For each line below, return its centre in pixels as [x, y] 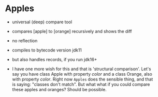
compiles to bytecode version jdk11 [47, 50]
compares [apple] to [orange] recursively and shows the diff [72, 31]
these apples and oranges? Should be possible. [59, 89]
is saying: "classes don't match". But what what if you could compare [81, 84]
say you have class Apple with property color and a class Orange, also [82, 74]
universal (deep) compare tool [42, 22]
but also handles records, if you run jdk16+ [55, 59]
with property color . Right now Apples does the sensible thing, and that [82, 79]
